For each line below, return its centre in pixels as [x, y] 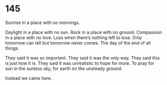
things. [12, 48]
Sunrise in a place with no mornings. [43, 22]
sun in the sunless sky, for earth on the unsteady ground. [64, 68]
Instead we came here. [29, 78]
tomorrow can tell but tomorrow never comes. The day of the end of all [78, 42]
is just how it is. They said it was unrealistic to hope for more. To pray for [80, 63]
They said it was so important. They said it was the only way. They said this [83, 57]
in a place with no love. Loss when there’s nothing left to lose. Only [74, 37]
